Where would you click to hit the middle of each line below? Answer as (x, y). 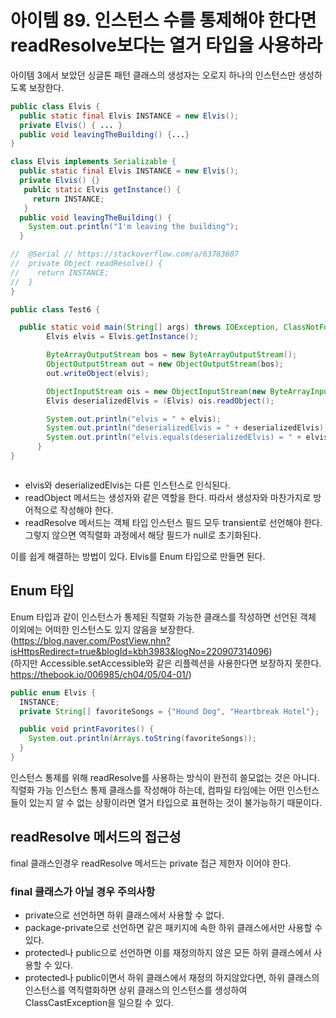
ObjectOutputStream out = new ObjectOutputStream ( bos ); (165, 364)
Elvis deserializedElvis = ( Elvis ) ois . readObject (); (160, 401)
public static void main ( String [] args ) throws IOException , (149, 327)
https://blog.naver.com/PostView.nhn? (92, 640)
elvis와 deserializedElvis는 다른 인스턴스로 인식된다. (127, 485)
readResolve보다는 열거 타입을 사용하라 (166, 45)
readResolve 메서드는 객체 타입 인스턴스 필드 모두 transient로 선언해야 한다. (173, 522)
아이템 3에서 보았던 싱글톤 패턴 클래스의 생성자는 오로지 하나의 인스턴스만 (153, 75)
